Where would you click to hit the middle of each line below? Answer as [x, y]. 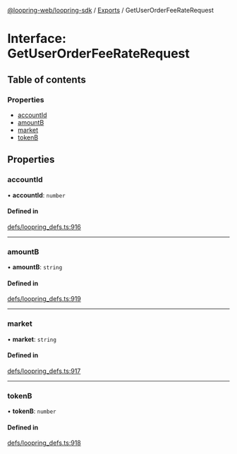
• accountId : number [36, 195]
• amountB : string [35, 267]
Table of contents [47, 79]
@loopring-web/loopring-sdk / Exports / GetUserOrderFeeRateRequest [110, 10]
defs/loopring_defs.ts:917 [44, 371]
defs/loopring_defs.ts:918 [44, 443]
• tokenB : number [32, 411]
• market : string [32, 339]
